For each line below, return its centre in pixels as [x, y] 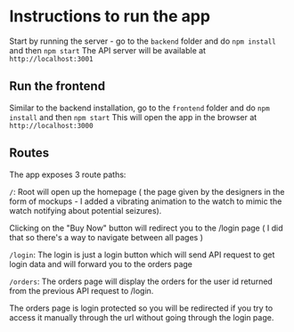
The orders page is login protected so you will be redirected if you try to [141, 308]
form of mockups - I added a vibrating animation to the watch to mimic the [146, 201]
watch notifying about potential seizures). [86, 210]
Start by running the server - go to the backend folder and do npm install [143, 41]
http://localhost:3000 [51, 126]
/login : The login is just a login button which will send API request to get [142, 255]
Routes [29, 153]
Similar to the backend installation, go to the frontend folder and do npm [139, 108]
